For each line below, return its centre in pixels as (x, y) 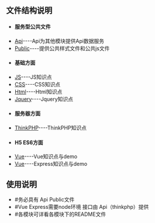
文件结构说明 (29, 11)
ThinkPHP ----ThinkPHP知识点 (50, 128)
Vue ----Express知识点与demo (51, 164)
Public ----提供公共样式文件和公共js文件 (62, 48)
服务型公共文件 (32, 26)
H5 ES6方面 (29, 142)
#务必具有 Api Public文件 (44, 199)
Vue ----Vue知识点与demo (46, 157)
